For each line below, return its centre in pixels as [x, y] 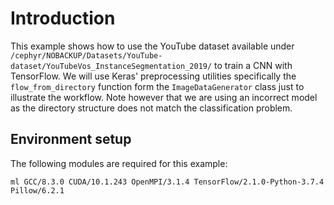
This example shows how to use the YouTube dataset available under [152, 46]
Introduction [63, 18]
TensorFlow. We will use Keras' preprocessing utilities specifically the [153, 76]
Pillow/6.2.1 [37, 190]
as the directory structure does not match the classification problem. [151, 108]
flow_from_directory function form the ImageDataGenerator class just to [157, 86]
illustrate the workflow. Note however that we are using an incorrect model [164, 97]
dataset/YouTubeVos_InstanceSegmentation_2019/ [111, 66]
